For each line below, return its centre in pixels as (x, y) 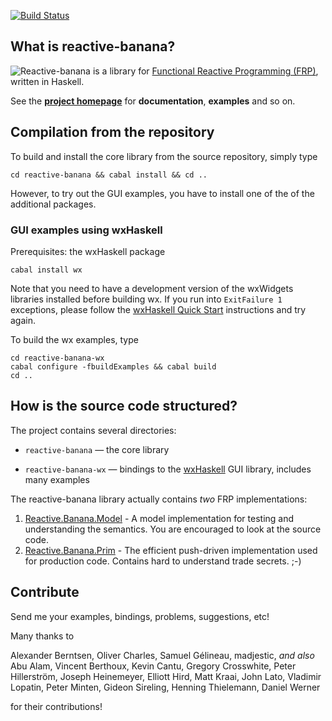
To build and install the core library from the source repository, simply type (164, 156)
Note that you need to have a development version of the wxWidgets (152, 288)
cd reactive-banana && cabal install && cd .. (109, 175)
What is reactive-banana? (93, 46)
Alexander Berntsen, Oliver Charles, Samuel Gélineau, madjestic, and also (162, 655)
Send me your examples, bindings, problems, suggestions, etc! (140, 616)
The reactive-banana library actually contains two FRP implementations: (159, 499)
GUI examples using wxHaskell (86, 230)
